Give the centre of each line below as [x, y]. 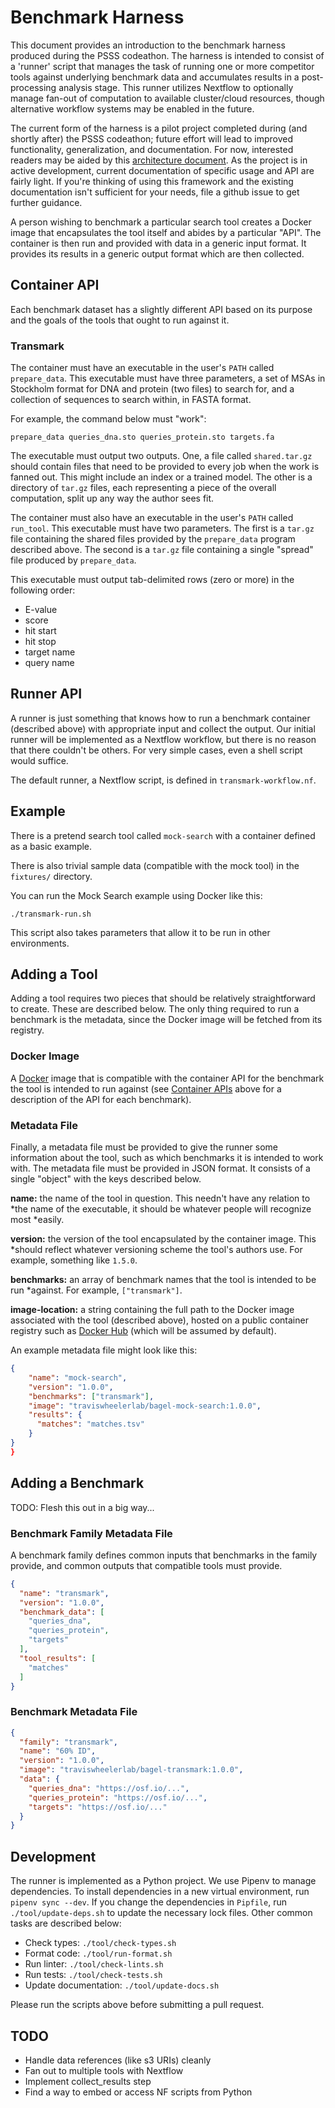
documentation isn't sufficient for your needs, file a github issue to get [155, 192]
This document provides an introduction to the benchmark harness [148, 45]
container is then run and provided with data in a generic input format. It [158, 243]
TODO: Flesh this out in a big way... [82, 1507]
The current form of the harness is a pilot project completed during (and [159, 128]
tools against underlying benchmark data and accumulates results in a [155, 77]
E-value [41, 610]
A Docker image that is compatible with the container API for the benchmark [167, 1078]
